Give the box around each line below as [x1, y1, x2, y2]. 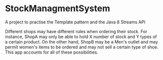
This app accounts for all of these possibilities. [5, 49, 98, 55]
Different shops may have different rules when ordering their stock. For [5, 28, 147, 34]
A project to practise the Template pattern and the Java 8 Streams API [5, 19, 145, 25]
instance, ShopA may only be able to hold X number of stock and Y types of [5, 34, 157, 40]
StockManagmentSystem [5, 3, 110, 14]
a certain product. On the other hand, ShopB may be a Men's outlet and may [5, 39, 158, 44]
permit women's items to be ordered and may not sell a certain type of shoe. [5, 44, 159, 50]
